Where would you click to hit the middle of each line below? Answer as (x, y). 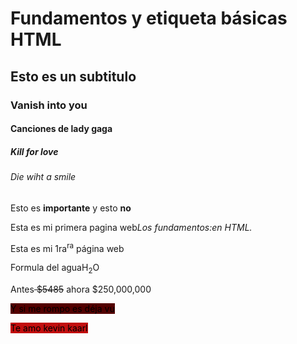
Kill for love (34, 151)
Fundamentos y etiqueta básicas (149, 18)
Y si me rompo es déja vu (62, 309)
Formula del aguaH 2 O (55, 269)
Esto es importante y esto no (71, 208)
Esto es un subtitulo (73, 76)
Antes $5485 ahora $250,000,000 (81, 289)
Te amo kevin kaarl (49, 328)
